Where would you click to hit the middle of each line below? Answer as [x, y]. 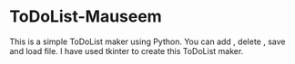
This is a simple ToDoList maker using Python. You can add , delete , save [147, 41]
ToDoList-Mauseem [86, 17]
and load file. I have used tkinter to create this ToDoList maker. [127, 50]
